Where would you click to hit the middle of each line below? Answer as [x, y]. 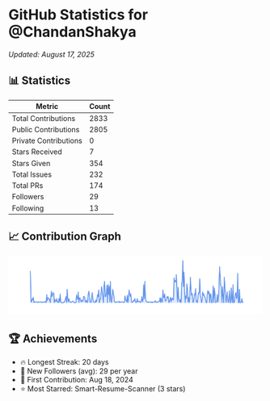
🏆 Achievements [53, 338]
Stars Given [31, 163]
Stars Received [37, 152]
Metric [47, 107]
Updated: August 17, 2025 [52, 54]
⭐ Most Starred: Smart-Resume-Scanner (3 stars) [103, 389]
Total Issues [32, 174]
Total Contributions [44, 118]
